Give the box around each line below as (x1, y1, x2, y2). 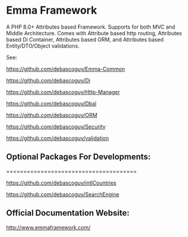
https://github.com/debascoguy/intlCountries (6, 179, 117, 186)
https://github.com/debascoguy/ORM (6, 111, 98, 118)
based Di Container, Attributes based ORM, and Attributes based (6, 36, 164, 43)
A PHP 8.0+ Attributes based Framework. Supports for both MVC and (6, 23, 176, 30)
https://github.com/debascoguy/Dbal (6, 99, 97, 107)
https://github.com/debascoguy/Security (6, 123, 106, 130)
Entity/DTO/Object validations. (6, 42, 80, 49)
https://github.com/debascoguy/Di (6, 77, 91, 84)
